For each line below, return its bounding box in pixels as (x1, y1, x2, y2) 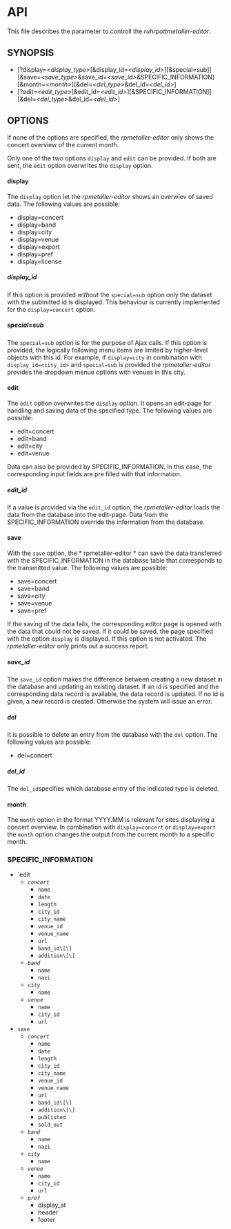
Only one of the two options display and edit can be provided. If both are (7, 153, 217, 162)
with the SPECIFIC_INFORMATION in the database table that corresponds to (7, 556, 223, 565)
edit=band (17, 434, 47, 442)
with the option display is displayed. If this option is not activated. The (7, 635, 207, 643)
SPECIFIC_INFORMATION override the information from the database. (7, 518, 205, 526)
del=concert (17, 751, 53, 760)
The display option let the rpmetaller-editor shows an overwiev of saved (7, 192, 213, 200)
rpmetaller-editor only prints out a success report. (7, 642, 150, 650)
